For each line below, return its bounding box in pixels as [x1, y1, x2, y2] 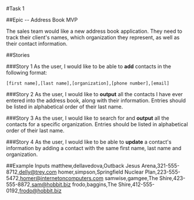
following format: [6, 69, 48, 76]
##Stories [6, 52, 30, 58]
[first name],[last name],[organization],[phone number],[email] [6, 80, 169, 86]
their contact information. [6, 40, 68, 47]
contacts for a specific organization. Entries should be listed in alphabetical [6, 121, 188, 128]
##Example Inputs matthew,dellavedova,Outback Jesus [6, 162, 141, 169]
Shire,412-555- [118, 181, 155, 188]
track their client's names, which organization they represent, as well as [6, 34, 180, 40]
